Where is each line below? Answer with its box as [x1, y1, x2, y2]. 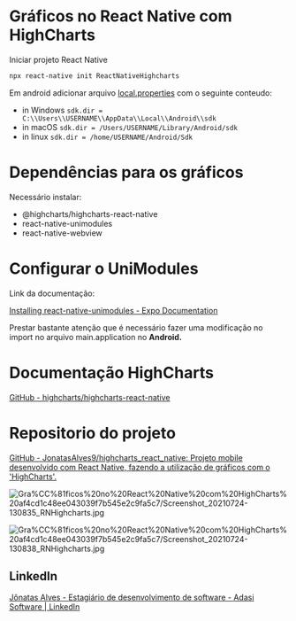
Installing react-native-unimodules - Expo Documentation [9, 305, 218, 315]
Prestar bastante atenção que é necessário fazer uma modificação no [9, 322, 263, 333]
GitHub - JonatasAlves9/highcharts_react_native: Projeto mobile [9, 452, 243, 462]
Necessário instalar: [9, 191, 82, 202]
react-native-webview [21, 228, 103, 238]
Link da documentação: [9, 288, 95, 299]
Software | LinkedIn [9, 602, 80, 612]
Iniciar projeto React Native [9, 54, 108, 65]
